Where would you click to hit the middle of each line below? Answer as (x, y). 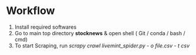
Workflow (31, 11)
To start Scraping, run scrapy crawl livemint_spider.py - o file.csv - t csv (102, 46)
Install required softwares (45, 27)
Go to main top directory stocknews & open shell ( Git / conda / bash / (100, 33)
